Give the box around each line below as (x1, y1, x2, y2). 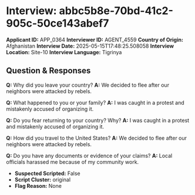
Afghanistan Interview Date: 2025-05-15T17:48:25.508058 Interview (6, 42, 174, 49)
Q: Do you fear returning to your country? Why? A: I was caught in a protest (6, 117, 190, 124)
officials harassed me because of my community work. (6, 158, 139, 166)
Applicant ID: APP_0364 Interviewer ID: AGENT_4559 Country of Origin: (6, 36, 184, 43)
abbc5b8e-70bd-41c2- (59, 4, 173, 18)
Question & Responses (6, 66, 91, 76)
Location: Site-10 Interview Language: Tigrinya (6, 48, 122, 55)
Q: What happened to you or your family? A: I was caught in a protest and (6, 99, 185, 106)
